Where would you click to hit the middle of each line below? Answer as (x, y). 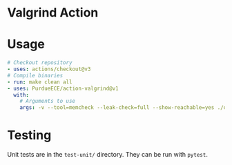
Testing (29, 135)
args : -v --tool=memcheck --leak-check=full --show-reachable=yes (117, 108)
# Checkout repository (40, 63)
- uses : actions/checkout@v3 (49, 69)
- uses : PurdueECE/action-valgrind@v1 (63, 88)
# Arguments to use (48, 101)
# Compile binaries (35, 75)
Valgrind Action (53, 13)
